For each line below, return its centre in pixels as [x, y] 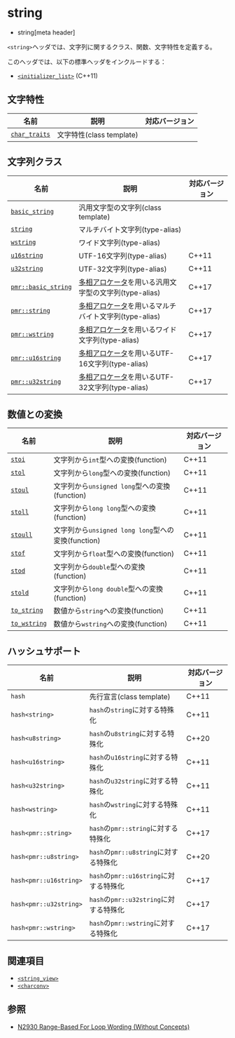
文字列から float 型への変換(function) [114, 554]
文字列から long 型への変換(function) [112, 473]
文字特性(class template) [98, 135]
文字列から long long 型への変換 [105, 508]
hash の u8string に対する [128, 733]
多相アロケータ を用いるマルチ [128, 305]
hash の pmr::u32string [125, 900]
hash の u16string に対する [130, 757]
